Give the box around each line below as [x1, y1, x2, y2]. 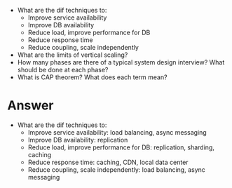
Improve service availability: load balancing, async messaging [27, 128, 207, 136]
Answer [7, 98, 54, 114]
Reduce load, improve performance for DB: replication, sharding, [27, 143, 215, 152]
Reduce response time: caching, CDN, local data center [27, 158, 189, 166]
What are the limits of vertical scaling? [17, 51, 128, 59]
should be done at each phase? [17, 66, 109, 74]
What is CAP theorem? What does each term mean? [17, 73, 168, 81]
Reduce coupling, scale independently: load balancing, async [27, 165, 205, 174]
